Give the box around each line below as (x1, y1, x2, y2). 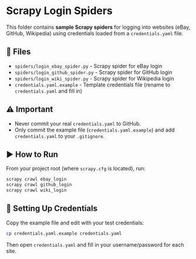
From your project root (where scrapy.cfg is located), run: (6, 165, 146, 172)
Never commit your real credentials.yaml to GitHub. (14, 120, 141, 127)
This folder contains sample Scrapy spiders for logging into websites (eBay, (6, 23, 191, 31)
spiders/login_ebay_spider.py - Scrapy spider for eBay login (14, 62, 163, 69)
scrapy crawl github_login (6, 182, 72, 188)
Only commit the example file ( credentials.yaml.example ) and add (14, 126, 175, 133)
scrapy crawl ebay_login (6, 176, 67, 183)
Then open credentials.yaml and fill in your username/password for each (6, 241, 184, 248)
